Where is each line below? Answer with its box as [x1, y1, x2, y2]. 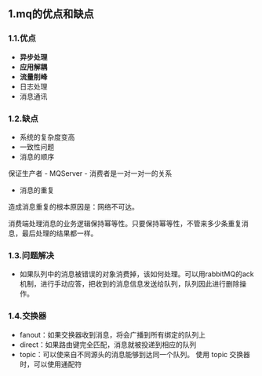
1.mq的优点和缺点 [8, 7, 94, 21]
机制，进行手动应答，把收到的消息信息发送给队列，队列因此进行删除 [19, 279, 240, 289]
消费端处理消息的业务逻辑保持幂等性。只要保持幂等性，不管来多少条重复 [8, 218, 242, 228]
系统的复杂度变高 [19, 132, 75, 141]
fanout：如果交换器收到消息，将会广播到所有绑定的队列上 [19, 330, 206, 339]
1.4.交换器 [8, 311, 47, 322]
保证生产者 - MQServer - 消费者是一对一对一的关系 [8, 168, 173, 178]
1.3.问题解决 [8, 250, 55, 261]
